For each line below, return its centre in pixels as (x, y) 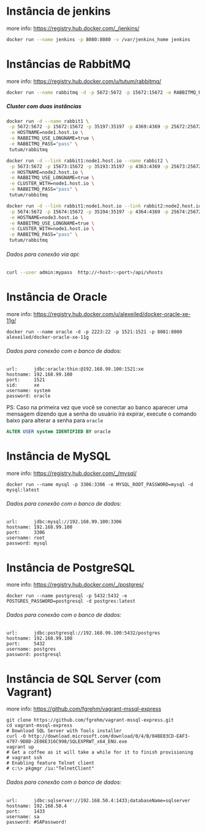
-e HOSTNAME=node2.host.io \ (46, 172)
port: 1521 (26, 380)
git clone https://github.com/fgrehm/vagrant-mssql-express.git (90, 720)
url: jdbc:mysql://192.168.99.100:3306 (64, 522)
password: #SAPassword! (37, 822)
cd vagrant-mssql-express (39, 725)
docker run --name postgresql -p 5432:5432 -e (67, 596)
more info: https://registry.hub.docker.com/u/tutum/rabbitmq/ (84, 81)
